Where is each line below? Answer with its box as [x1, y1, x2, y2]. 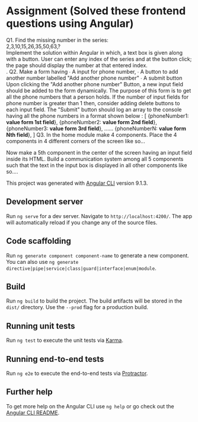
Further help [6, 387, 53, 397]
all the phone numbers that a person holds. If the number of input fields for [6, 93, 189, 100]
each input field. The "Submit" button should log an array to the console [6, 106, 182, 113]
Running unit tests [6, 321, 75, 331]
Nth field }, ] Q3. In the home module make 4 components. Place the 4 [6, 131, 177, 138]
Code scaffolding [6, 236, 71, 246]
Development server [6, 197, 84, 207]
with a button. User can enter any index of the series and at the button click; [6, 55, 192, 62]
